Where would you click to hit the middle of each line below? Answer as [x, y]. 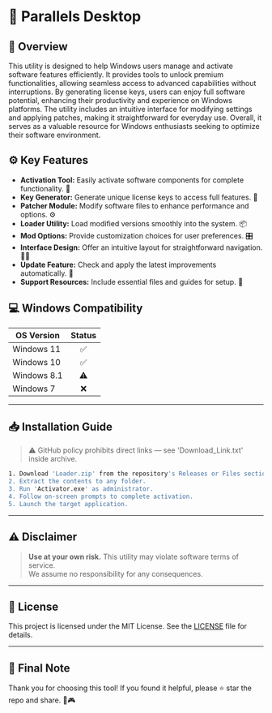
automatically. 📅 [47, 273]
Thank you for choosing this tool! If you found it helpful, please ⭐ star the [130, 688]
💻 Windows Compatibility [76, 309]
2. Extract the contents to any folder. [78, 482]
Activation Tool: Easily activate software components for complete [132, 180]
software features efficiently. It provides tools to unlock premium [116, 75]
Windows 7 [34, 389]
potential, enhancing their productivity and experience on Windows [121, 100]
